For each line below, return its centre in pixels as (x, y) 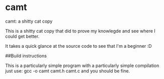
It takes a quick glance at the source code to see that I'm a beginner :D (78, 46)
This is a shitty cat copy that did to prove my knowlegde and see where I (80, 31)
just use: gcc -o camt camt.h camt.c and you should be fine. (68, 71)
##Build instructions (26, 56)
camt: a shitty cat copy (29, 21)
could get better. (22, 36)
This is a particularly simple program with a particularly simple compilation (82, 65)
